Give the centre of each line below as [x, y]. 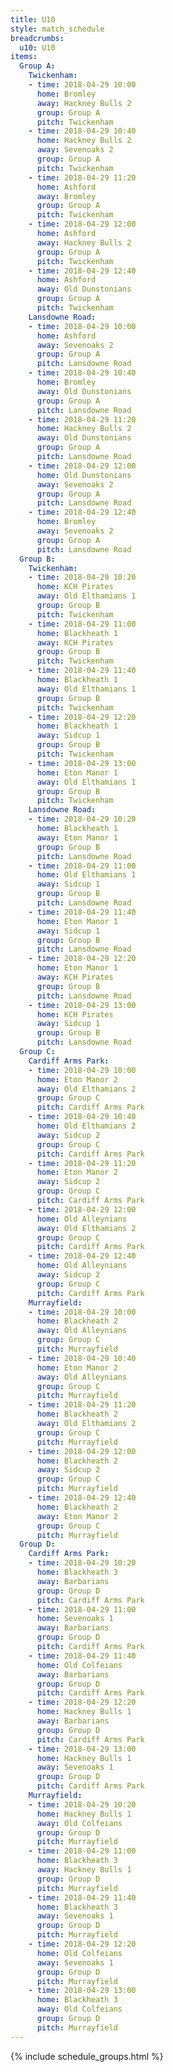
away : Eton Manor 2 [77, 1516]
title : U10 [33, 19]
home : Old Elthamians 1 [86, 875]
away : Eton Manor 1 [77, 837]
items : [24, 57]
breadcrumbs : [37, 38]
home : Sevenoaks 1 [75, 1619]
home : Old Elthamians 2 [86, 1126]
